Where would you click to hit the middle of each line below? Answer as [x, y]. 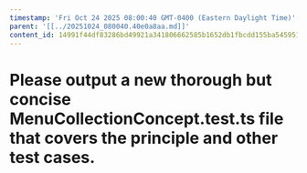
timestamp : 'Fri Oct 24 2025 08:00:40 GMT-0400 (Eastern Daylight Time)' [153, 18]
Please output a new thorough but [141, 80]
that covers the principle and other [144, 138]
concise [40, 99]
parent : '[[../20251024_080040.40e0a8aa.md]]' [100, 26]
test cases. [53, 157]
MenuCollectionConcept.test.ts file [147, 118]
